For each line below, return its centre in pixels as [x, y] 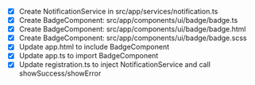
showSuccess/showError [60, 73]
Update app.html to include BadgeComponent [94, 47]
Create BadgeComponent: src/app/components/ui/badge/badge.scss [133, 38]
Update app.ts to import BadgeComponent [89, 56]
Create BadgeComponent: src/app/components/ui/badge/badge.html [133, 29]
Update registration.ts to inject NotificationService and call [115, 65]
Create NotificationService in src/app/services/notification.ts [118, 11]
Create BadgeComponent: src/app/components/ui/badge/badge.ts [128, 20]
